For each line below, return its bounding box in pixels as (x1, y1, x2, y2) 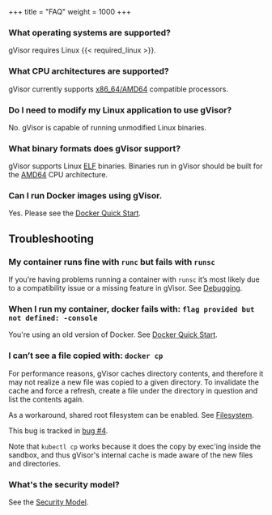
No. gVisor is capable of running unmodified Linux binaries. (8, 122, 207, 132)
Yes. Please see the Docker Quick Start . (8, 208, 142, 218)
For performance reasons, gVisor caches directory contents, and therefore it (8, 368, 264, 378)
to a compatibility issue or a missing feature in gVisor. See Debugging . (8, 283, 243, 293)
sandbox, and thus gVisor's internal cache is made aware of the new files (8, 449, 253, 460)
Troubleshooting (8, 232, 95, 245)
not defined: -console (8, 313, 98, 323)
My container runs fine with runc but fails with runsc (8, 256, 216, 267)
